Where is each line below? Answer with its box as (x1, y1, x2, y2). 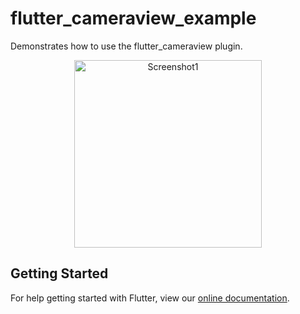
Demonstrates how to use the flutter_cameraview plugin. (10, 40, 243, 52)
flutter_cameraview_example (10, 7, 257, 30)
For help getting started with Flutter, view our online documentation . (10, 292, 290, 304)
